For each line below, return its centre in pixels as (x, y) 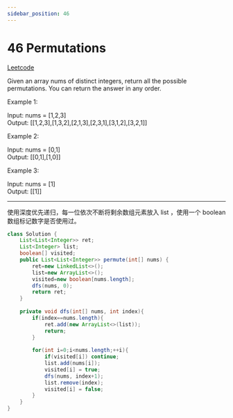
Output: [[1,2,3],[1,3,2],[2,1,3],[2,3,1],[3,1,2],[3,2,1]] (77, 122)
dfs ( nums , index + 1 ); (74, 376)
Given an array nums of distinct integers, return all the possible (97, 81)
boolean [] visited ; (48, 254)
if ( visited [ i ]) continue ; (81, 357)
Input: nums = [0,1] (34, 150)
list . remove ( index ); (74, 383)
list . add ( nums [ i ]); (72, 363)
